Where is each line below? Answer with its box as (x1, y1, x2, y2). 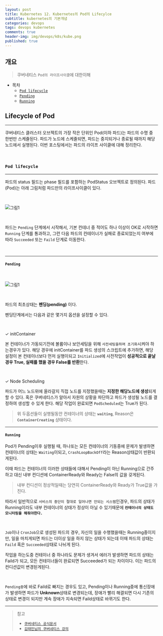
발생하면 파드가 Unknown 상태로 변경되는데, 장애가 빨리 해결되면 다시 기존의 (10, 590, 154, 596)
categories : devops (5, 20, 45, 26)
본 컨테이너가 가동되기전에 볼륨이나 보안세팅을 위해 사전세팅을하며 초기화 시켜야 (5, 341, 149, 347)
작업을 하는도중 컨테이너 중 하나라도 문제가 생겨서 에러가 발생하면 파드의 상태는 (5, 552, 154, 558)
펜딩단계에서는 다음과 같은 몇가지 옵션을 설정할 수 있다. (5, 312, 109, 318)
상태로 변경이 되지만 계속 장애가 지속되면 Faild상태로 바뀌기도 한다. (5, 596, 131, 602)
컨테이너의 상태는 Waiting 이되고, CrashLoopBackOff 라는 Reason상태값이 (5, 450, 143, 455)
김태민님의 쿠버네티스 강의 (24, 627, 69, 632)
